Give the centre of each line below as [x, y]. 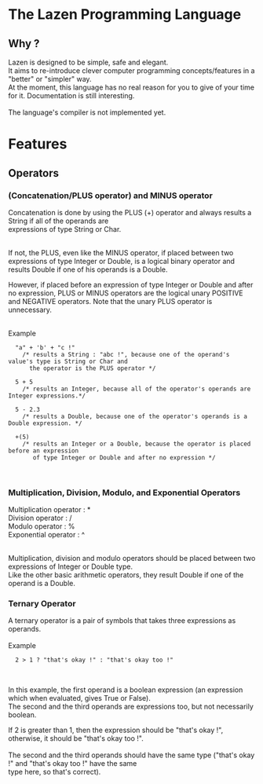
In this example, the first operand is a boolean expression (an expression [126, 690]
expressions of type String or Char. [65, 229]
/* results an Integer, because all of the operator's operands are [137, 389]
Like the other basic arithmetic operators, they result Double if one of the [126, 575]
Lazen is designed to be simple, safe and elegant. [88, 62]
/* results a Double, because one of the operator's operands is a [135, 416]
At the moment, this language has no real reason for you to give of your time [131, 87]
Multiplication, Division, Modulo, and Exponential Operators [124, 493]
